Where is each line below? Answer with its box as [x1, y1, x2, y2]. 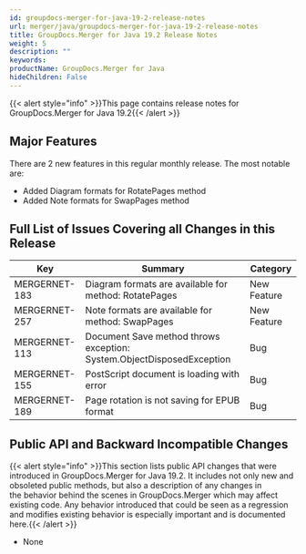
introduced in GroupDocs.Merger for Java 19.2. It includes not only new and [9, 470, 294, 481]
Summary [140, 262, 185, 275]
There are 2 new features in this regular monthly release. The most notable [9, 158, 291, 169]
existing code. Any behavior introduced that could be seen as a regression [9, 499, 289, 510]
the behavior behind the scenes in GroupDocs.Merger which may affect [9, 489, 279, 501]
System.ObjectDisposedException [85, 353, 231, 365]
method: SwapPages [85, 315, 175, 328]
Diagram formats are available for [85, 278, 228, 291]
